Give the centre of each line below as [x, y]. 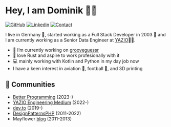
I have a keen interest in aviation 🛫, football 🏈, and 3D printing [78, 68]
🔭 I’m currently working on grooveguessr [56, 50]
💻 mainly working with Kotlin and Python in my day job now [76, 61]
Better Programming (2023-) [43, 97]
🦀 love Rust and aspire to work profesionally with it [66, 55]
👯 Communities [30, 85]
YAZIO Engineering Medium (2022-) [51, 102]
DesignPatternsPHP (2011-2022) [47, 113]
